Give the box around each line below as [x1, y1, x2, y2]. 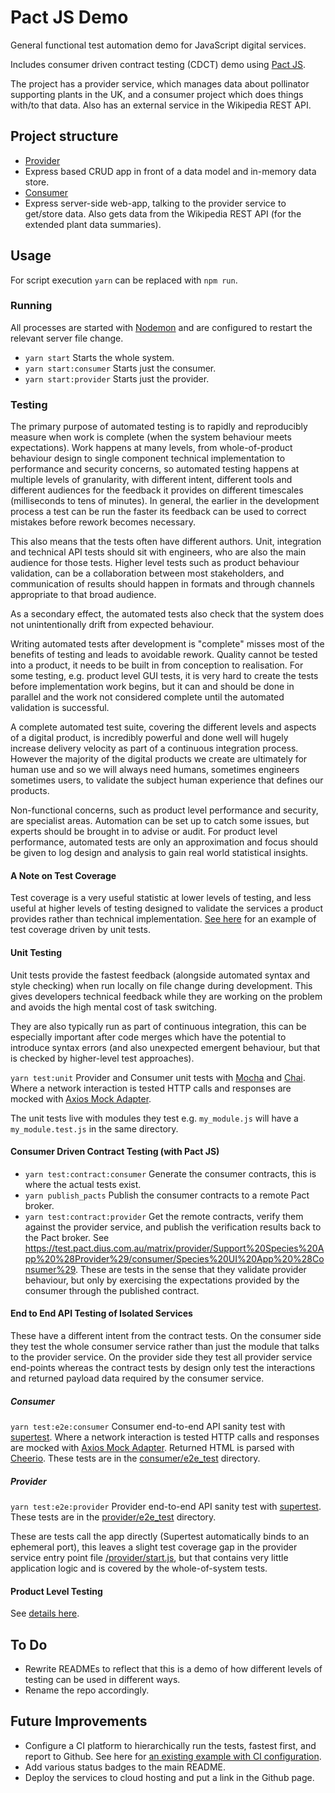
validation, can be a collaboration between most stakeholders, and [10, 567, 285, 580]
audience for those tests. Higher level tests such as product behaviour [10, 557, 300, 569]
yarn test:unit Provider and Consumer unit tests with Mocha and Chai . [10, 1071, 306, 1083]
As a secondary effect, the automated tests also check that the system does [10, 608, 325, 620]
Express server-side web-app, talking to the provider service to [24, 197, 287, 209]
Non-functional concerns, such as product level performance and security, [10, 804, 319, 816]
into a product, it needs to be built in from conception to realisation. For [10, 659, 304, 671]
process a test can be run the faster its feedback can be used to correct [10, 506, 307, 518]
